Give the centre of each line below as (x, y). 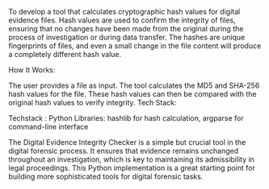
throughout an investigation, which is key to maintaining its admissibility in (131, 159)
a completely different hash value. (65, 54)
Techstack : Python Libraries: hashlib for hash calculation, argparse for (126, 118)
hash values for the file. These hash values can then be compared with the (132, 94)
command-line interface (48, 127)
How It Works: (32, 70)
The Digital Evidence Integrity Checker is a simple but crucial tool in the (127, 142)
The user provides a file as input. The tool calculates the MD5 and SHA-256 (134, 85)
